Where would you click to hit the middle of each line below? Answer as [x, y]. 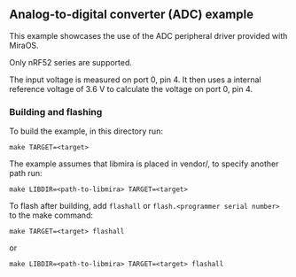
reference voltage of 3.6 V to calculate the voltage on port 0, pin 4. [131, 88]
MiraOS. [24, 45]
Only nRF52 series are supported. [71, 62]
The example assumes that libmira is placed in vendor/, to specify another [144, 164]
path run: [26, 173]
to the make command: [51, 215]
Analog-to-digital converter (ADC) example [132, 15]
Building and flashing [56, 112]
